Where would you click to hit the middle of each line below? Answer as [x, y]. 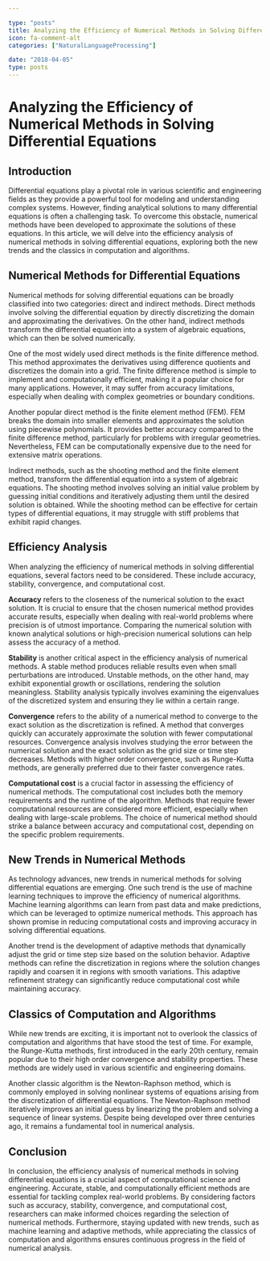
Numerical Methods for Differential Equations [125, 276]
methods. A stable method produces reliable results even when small [123, 666]
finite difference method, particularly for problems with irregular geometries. [135, 438]
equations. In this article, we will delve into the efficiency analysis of [121, 233]
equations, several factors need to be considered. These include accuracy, [132, 575]
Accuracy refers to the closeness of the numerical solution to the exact [127, 599]
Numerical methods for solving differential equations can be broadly [121, 295]
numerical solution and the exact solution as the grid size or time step [123, 750]
